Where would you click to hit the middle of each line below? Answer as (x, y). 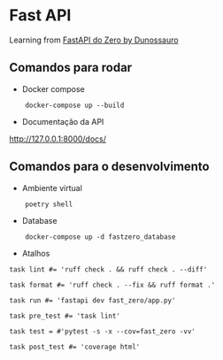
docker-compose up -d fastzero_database (100, 237)
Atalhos (36, 253)
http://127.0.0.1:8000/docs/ (58, 139)
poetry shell (49, 204)
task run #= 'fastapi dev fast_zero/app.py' (92, 300)
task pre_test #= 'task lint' (65, 316)
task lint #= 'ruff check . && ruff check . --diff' (108, 269)
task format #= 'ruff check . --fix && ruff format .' (112, 285)
